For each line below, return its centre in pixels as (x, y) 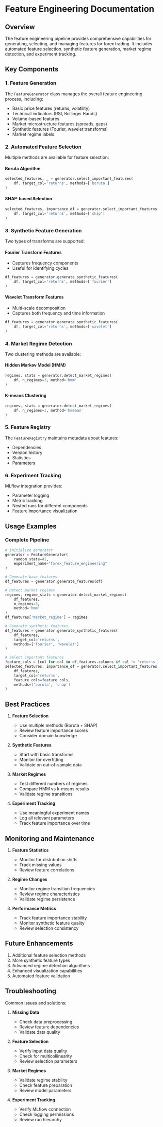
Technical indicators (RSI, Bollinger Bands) (55, 113)
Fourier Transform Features (33, 252)
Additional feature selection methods (49, 955)
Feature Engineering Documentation (80, 9)
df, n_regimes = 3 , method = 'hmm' (45, 380)
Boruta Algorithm (23, 168)
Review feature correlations (47, 870)
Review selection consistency (49, 928)
